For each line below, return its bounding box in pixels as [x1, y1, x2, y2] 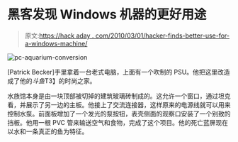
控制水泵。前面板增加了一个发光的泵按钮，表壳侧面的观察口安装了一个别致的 [7, 109, 231, 118]
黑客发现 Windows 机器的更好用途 [7, 6, 207, 23]
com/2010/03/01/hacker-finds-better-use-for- [95, 31, 230, 40]
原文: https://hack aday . [24, 31, 94, 40]
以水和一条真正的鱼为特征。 [7, 127, 89, 136]
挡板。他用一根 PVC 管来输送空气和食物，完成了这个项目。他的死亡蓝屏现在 [7, 118, 229, 126]
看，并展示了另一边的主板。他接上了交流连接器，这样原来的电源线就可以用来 [7, 100, 231, 109]
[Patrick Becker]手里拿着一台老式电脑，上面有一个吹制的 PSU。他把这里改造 [7, 67, 230, 76]
